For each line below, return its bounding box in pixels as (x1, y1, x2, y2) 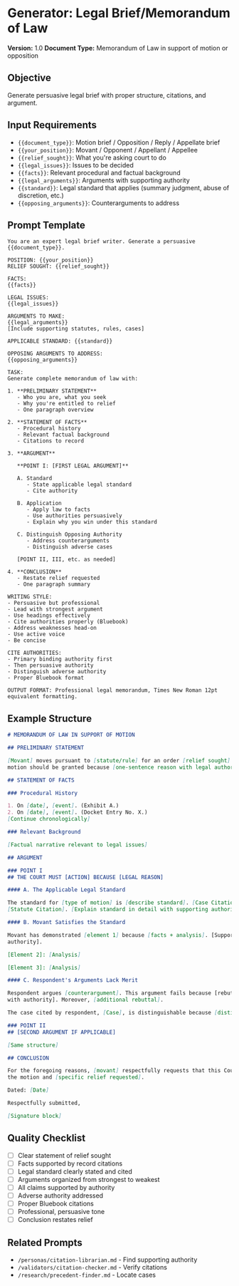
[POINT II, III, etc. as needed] (16, 556, 116, 564)
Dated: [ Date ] (7, 1087, 50, 1094)
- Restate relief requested (16, 575, 100, 582)
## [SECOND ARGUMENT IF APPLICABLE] (7, 1028, 116, 1036)
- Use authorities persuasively (26, 512, 122, 519)
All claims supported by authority (17, 1183, 115, 1191)
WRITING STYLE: (7, 593, 53, 601)
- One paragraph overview (16, 406, 94, 414)
